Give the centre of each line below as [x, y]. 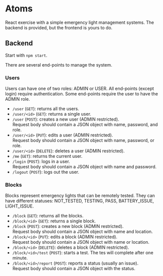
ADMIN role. [18, 99]
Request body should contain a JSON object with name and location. [82, 232]
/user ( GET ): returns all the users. [46, 109]
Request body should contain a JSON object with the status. [74, 269]
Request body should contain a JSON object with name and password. [84, 167]
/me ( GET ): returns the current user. [47, 156]
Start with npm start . [26, 55]
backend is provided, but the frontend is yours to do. [59, 27]
